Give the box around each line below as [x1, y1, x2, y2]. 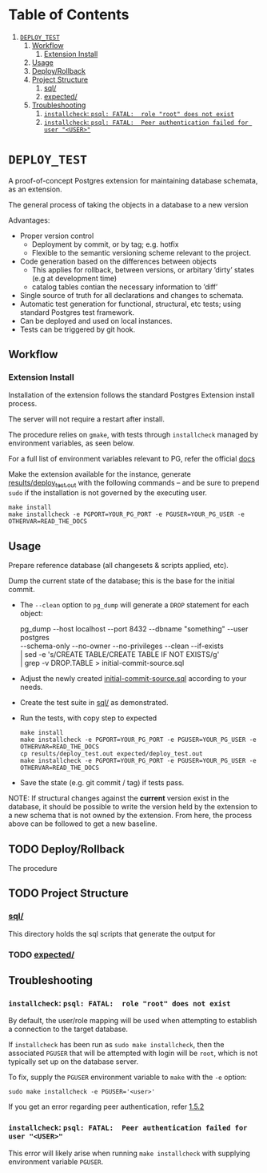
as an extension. [8, 184, 62, 194]
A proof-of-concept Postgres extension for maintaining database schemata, [8, 175, 258, 185]
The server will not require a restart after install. [8, 414, 165, 424]
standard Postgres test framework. [19, 307, 134, 317]
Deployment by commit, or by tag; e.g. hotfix [31, 239, 179, 249]
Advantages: [8, 215, 50, 225]
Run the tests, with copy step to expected [19, 713, 157, 723]
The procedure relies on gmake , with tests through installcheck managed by [8, 429, 258, 439]
